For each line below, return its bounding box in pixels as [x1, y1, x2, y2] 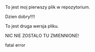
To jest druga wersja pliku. [5, 23, 59, 29]
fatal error [5, 42, 26, 48]
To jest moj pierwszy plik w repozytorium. [5, 4, 90, 10]
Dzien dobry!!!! [5, 14, 36, 19]
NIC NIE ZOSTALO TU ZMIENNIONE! [5, 33, 79, 38]
